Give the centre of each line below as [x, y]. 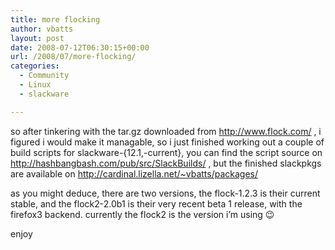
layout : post [37, 38]
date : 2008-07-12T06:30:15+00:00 [80, 47]
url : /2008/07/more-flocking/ [73, 57]
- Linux [35, 85]
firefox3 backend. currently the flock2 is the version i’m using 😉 [142, 214]
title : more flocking [55, 19]
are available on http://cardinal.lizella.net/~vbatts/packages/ [134, 173]
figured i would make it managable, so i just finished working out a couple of [167, 142]
